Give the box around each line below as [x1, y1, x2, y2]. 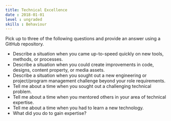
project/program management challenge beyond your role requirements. [12, 78, 165, 84]
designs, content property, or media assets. [12, 67, 105, 73]
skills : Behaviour [5, 21, 47, 27]
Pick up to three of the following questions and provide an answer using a [5, 36, 161, 42]
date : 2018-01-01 [5, 12, 45, 17]
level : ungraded [5, 17, 42, 22]
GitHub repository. [5, 41, 45, 47]
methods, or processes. [12, 56, 63, 63]
